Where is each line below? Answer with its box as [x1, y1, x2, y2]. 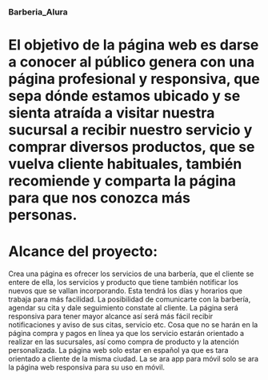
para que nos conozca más [8, 189, 190, 207]
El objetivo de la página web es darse [8, 36, 259, 54]
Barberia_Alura [8, 6, 68, 18]
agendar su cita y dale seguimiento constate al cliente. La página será [8, 303, 238, 313]
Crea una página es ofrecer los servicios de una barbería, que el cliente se [8, 269, 254, 278]
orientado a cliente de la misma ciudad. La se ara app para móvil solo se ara [8, 354, 258, 364]
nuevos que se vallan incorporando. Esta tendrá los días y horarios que [8, 286, 242, 296]
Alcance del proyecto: [8, 242, 158, 261]
